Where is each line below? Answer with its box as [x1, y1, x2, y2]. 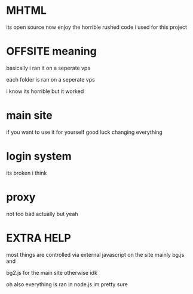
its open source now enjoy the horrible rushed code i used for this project [6, 23, 187, 31]
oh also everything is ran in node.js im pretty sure [6, 280, 128, 288]
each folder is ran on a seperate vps [6, 76, 96, 83]
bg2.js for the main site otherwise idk [6, 269, 97, 276]
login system [6, 149, 72, 163]
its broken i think [6, 169, 47, 176]
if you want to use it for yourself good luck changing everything [6, 128, 163, 136]
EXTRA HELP [6, 231, 72, 245]
